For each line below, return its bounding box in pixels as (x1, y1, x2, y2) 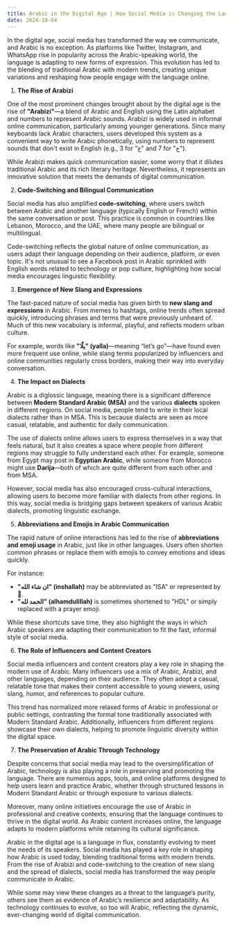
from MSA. (7, 471, 38, 479)
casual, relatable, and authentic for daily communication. (7, 420, 169, 428)
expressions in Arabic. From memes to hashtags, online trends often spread (7, 306, 225, 314)
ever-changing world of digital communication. (7, 910, 141, 918)
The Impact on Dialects (17, 377, 85, 386)
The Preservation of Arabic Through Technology (17, 745, 161, 754)
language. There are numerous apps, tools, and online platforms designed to (7, 774, 226, 782)
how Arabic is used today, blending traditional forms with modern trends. (7, 852, 216, 861)
